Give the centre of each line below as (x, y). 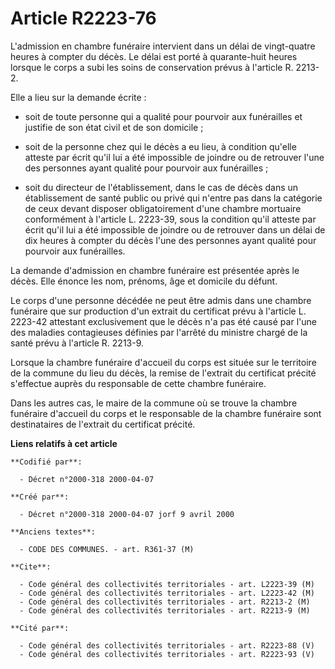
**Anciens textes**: (53, 532)
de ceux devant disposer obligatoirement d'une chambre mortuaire (163, 208)
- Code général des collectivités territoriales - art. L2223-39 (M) (167, 584)
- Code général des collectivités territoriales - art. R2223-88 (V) (167, 645)
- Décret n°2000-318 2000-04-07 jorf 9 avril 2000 (127, 514)
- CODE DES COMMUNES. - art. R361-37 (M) (107, 549)
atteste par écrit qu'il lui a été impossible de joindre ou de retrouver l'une (174, 157)
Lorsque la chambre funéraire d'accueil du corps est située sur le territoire (163, 362)
